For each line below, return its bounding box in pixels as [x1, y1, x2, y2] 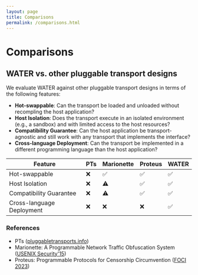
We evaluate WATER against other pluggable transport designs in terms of [6, 84, 186, 92]
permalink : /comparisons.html [6, 20, 81, 25]
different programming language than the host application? [14, 146, 158, 153]
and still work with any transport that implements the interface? [37, 134, 190, 141]
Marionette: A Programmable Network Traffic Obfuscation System [14, 244, 175, 251]
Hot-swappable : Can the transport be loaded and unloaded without [14, 102, 180, 109]
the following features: [6, 90, 61, 98]
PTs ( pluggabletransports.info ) [14, 237, 90, 244]
